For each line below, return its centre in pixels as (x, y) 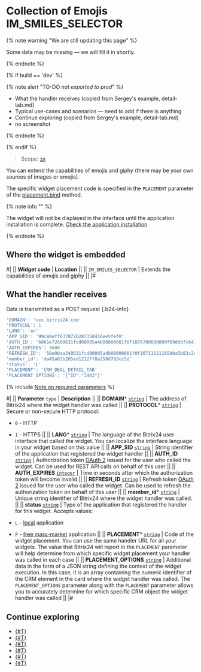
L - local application (39, 523)
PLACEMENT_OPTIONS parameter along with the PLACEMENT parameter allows (104, 585)
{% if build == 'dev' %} (34, 75)
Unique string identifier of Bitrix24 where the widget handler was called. (103, 498)
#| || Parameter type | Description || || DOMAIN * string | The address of (96, 399)
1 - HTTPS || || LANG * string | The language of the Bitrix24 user (95, 435)
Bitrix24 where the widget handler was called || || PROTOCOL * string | (94, 405)
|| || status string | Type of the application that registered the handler (101, 505)
